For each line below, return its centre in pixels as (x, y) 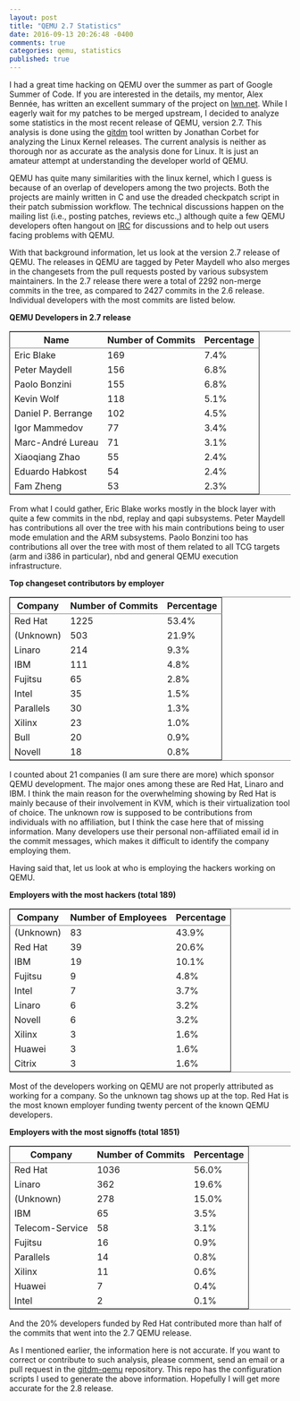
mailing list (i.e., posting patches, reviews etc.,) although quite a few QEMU (147, 216)
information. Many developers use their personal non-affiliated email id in (144, 832)
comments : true (37, 43)
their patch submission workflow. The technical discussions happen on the (146, 206)
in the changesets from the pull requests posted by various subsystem (139, 271)
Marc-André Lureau (57, 442)
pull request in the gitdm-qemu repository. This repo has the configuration (146, 1369)
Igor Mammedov (49, 428)
